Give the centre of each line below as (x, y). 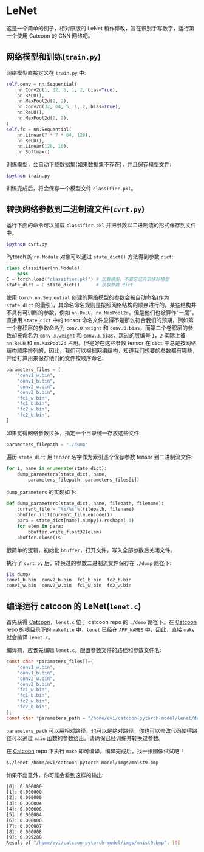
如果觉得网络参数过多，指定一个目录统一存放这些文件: (74, 433)
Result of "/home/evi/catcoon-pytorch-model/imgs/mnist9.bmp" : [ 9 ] (93, 843)
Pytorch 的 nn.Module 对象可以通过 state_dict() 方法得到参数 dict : (90, 257)
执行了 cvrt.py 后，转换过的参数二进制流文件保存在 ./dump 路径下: (89, 563)
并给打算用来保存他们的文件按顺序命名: (55, 358)
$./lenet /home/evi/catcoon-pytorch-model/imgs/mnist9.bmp (83, 763)
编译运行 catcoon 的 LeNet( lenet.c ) (74, 606)
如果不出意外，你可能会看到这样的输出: (55, 775)
